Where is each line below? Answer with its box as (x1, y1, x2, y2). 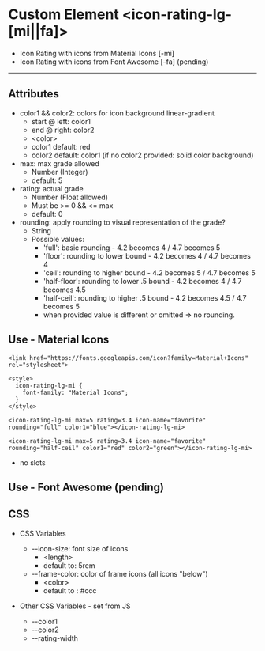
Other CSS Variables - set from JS (19, 601, 132, 611)
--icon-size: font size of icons (31, 543, 129, 553)
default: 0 (31, 209, 63, 218)
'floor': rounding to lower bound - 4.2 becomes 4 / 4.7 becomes (43, 251, 251, 260)
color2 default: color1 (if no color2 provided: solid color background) (31, 150, 254, 160)
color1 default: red (31, 142, 91, 151)
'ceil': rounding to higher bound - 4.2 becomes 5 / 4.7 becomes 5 (43, 267, 256, 278)
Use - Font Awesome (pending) (8, 480, 164, 494)
